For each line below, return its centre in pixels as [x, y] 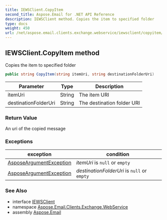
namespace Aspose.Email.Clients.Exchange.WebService [70, 207]
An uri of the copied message [36, 128]
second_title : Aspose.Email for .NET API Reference [60, 14]
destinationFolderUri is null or [112, 171]
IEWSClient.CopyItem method [52, 53]
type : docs [16, 24]
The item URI [94, 95]
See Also [16, 191]
